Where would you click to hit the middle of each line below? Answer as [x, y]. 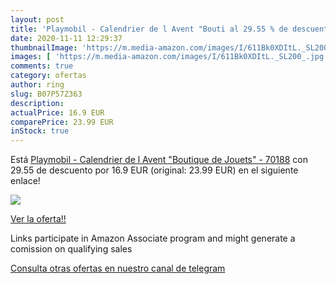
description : [37, 103]
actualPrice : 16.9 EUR [57, 112]
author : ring [37, 85]
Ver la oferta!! [38, 219]
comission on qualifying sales [71, 249]
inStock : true [40, 131]
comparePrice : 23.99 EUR [62, 122]
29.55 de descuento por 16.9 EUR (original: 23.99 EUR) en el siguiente [154, 170]
